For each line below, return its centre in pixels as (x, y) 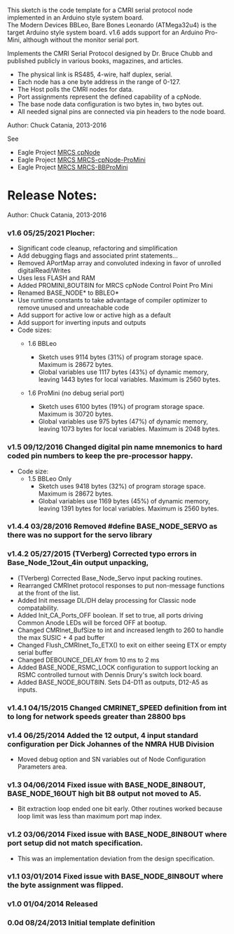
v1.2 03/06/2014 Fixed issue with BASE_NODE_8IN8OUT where (117, 835)
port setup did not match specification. (75, 843)
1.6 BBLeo (42, 344)
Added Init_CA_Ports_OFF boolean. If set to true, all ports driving (110, 615)
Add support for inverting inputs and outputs (82, 323)
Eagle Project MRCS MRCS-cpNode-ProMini (81, 160)
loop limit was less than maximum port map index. (90, 816)
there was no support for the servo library (80, 535)
